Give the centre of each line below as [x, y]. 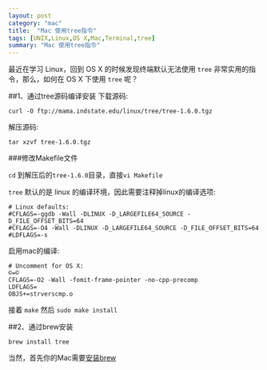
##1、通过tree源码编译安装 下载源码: [68, 96]
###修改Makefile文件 [43, 158]
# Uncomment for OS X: [46, 266]
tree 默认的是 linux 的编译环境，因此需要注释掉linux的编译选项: [112, 192]
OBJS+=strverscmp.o [41, 294]
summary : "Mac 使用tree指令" [54, 46]
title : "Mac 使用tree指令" [53, 30]
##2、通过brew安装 [41, 327]
